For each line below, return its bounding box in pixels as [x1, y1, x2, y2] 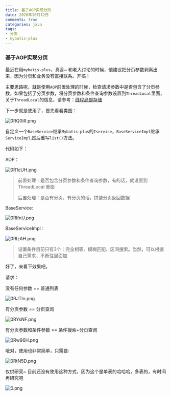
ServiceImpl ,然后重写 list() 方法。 [5, 135, 77, 141]
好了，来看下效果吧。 [5, 263, 50, 269]
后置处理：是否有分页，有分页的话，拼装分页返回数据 [17, 195, 130, 201]
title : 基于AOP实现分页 [5, 7, 51, 13]
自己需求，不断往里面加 [17, 253, 67, 259]
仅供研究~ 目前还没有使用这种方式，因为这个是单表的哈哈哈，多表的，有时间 [5, 368, 166, 374]
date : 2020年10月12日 [5, 12, 49, 17]
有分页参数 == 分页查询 [5, 306, 55, 312]
